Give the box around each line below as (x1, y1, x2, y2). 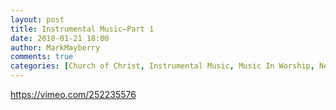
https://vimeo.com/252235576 (10, 89, 137, 100)
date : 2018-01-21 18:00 (10, 33, 110, 43)
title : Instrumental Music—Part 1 (10, 24, 155, 34)
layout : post (10, 14, 65, 25)
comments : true (10, 52, 74, 62)
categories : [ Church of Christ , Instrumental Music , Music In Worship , (10, 61, 315, 71)
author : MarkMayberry (10, 42, 101, 53)
